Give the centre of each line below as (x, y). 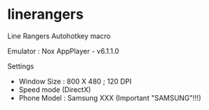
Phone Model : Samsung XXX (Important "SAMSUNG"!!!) (110, 98)
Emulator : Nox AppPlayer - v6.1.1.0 (63, 51)
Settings (21, 66)
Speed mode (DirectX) (55, 89)
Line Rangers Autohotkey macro (59, 36)
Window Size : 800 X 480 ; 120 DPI (75, 81)
